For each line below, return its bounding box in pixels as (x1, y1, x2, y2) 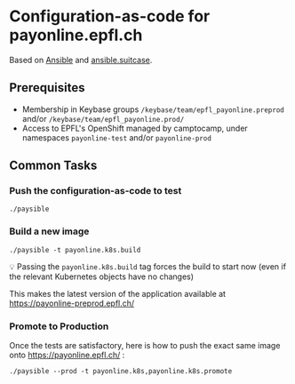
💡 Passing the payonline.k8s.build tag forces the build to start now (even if (9, 260, 287, 272)
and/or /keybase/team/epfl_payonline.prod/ (21, 113, 185, 124)
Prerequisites (9, 80, 85, 95)
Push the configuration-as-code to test (9, 185, 182, 197)
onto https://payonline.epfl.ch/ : (9, 349, 125, 361)
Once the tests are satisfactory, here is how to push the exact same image (9, 340, 281, 351)
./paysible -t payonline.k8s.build (9, 245, 141, 254)
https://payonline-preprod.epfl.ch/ (9, 298, 135, 308)
